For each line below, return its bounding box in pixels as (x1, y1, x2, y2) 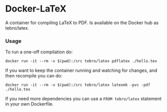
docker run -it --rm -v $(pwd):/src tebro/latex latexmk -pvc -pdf (5, 82, 151, 88)
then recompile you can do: (5, 73, 62, 79)
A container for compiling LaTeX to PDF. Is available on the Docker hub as (5, 20, 159, 26)
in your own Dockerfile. (5, 101, 54, 107)
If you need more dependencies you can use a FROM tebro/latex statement (5, 96, 162, 102)
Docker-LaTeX (5, 3, 67, 15)
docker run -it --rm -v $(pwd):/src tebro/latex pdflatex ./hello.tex (5, 59, 157, 64)
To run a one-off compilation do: (5, 49, 73, 55)
